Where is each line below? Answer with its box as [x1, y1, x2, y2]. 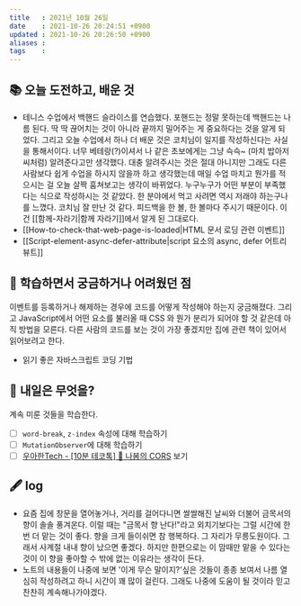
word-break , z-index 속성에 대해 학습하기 [22, 428, 168, 439]
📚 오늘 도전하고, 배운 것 [9, 82, 135, 97]
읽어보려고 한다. [9, 335, 66, 346]
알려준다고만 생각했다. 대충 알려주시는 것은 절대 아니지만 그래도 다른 [49, 157, 288, 167]
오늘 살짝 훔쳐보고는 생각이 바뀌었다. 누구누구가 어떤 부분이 [56, 179, 262, 190]
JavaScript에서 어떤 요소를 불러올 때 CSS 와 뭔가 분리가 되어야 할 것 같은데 [18, 312, 282, 323]
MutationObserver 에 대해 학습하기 [22, 439, 143, 450]
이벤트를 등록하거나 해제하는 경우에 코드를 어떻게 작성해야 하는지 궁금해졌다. [9, 301, 276, 312]
